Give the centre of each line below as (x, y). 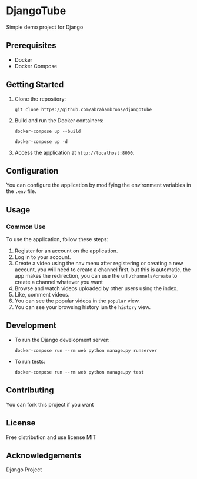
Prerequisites (31, 46)
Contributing (30, 390)
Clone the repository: (40, 99)
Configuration (32, 171)
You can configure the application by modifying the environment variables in (98, 185)
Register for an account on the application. (66, 251)
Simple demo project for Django (45, 27)
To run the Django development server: (62, 340)
